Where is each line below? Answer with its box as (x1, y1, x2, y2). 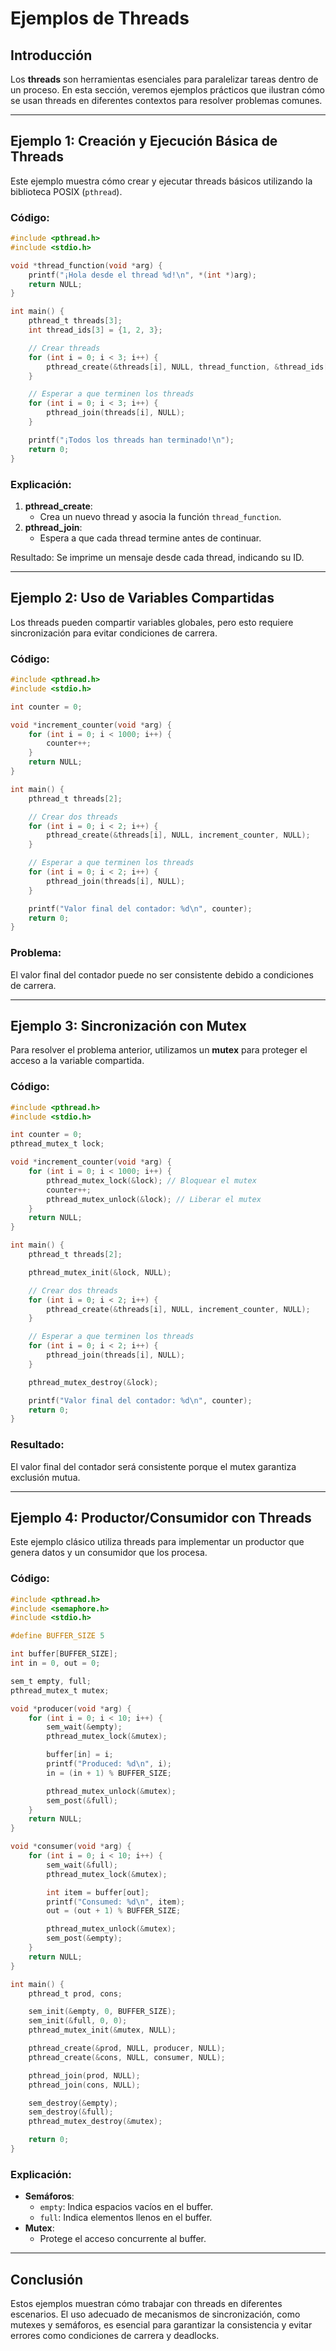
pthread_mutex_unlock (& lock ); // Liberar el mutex (46, 1194, 262, 1204)
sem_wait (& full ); (46, 1860, 118, 1870)
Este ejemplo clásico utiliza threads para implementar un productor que (10, 1536, 305, 1548)
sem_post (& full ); (46, 1795, 118, 1806)
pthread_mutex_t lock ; (10, 1139, 105, 1149)
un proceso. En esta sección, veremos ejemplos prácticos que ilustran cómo (10, 84, 325, 96)
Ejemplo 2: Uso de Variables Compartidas (10, 590, 275, 607)
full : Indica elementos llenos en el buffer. (39, 2212, 213, 2224)
